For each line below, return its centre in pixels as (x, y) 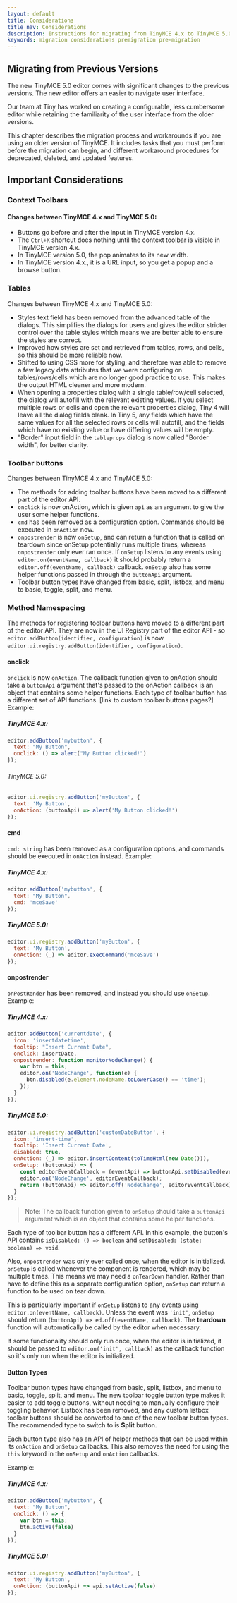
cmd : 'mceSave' (36, 902)
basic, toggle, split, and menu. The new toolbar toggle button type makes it (116, 1395)
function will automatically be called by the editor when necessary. (104, 1327)
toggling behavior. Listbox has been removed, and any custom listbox (108, 1410)
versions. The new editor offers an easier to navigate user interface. (106, 93)
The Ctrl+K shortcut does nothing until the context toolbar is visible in (119, 240)
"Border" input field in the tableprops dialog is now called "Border (113, 437)
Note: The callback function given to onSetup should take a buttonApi (125, 1212)
